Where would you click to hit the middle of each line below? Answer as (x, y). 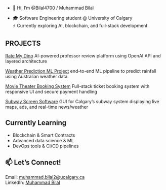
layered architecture (26, 61)
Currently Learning (36, 123)
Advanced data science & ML (43, 140)
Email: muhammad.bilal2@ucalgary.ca (45, 177)
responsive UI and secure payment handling (51, 91)
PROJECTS (23, 43)
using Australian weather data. (37, 76)
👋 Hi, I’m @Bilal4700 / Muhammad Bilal (53, 8)
